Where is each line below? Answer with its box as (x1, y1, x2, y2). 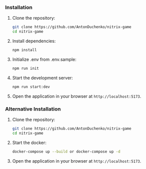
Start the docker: (12, 140, 47, 145)
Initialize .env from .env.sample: (12, 56, 77, 62)
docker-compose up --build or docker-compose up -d (12, 149, 120, 154)
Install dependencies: (12, 38, 56, 44)
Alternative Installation (5, 105, 61, 112)
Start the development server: (12, 75, 73, 81)
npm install (12, 48, 37, 53)
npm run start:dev (12, 84, 50, 89)
